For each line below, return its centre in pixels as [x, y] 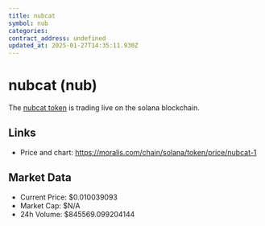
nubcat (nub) [53, 86]
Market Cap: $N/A [50, 205]
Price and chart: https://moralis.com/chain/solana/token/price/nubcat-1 [138, 152]
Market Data [40, 178]
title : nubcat [32, 16]
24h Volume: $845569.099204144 [77, 214]
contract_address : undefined [57, 38]
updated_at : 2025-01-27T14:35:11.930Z [73, 46]
